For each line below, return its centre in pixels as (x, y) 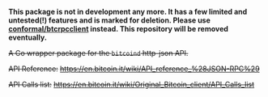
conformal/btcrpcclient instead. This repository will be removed (119, 29)
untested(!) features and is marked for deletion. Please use (109, 20)
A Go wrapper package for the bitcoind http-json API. (98, 53)
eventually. (28, 37)
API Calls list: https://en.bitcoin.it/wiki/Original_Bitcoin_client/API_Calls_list (132, 84)
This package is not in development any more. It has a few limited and (128, 12)
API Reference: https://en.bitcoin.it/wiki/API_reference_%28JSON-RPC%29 (134, 69)
